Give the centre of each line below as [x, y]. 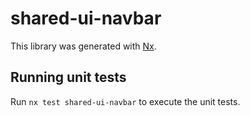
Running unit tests [68, 77]
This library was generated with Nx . [83, 46]
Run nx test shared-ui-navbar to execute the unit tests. [125, 101]
